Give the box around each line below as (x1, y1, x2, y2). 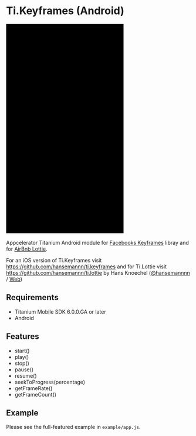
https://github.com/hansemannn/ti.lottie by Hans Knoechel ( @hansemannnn (6, 269, 191, 276)
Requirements (6, 292, 59, 302)
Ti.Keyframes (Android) (6, 4, 124, 18)
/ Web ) (6, 275, 22, 282)
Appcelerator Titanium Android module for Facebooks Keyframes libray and (6, 239, 189, 246)
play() (14, 353, 29, 360)
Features (6, 331, 39, 342)
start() (14, 347, 30, 354)
